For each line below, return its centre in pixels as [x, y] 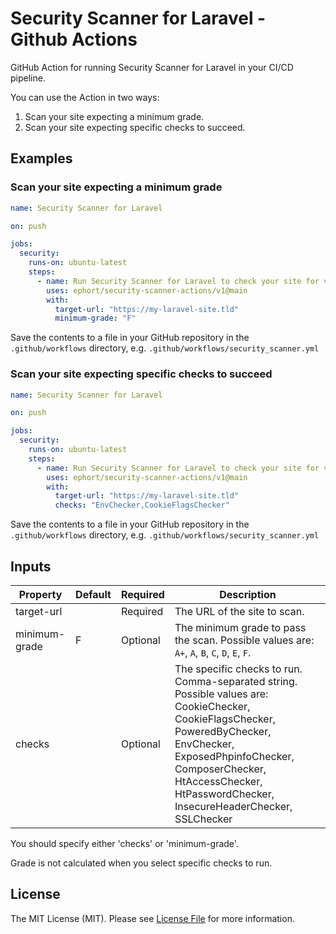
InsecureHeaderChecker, [233, 806]
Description [248, 594]
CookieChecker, [212, 706]
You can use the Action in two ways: [85, 97]
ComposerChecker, [220, 769]
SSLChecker [203, 819]
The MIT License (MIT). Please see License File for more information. [152, 918]
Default [93, 594]
